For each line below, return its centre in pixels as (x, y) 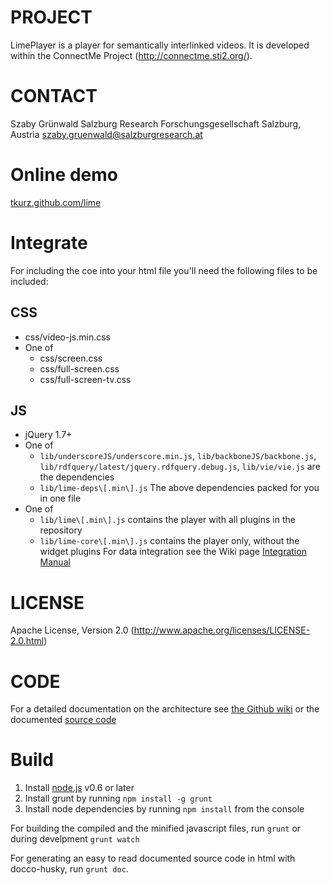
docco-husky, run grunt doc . (69, 869)
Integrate (49, 243)
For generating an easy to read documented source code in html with (153, 858)
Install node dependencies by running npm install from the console (164, 809)
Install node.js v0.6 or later (79, 788)
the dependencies (77, 477)
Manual (55, 562)
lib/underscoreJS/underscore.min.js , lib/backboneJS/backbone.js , (178, 456)
